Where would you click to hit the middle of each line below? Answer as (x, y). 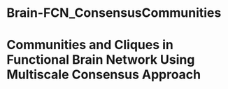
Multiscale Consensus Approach (104, 75)
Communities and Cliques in (90, 45)
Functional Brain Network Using (101, 60)
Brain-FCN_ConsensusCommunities (114, 13)
